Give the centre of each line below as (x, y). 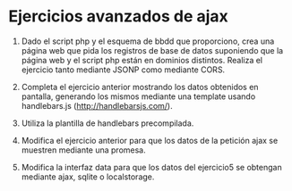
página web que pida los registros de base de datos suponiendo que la (152, 50)
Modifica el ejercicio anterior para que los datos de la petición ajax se (150, 140)
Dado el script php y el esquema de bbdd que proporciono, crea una (148, 41)
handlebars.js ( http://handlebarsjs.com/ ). (97, 105)
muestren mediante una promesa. (84, 150)
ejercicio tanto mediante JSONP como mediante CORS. (123, 70)
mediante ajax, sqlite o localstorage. (88, 177)
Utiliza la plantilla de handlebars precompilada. (107, 123)
